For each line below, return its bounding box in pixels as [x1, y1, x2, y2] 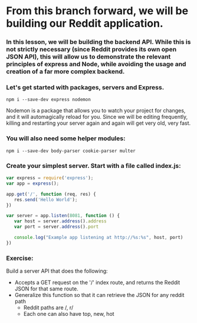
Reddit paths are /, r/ [23, 304, 74, 311]
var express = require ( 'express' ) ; [6, 175, 94, 181]
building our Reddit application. [6, 17, 163, 30]
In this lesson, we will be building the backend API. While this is [6, 38, 191, 46]
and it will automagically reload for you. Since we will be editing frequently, [6, 114, 188, 121]
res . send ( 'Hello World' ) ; [14, 196, 78, 202]
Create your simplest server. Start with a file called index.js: [6, 161, 181, 170]
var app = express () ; [6, 180, 60, 186]
